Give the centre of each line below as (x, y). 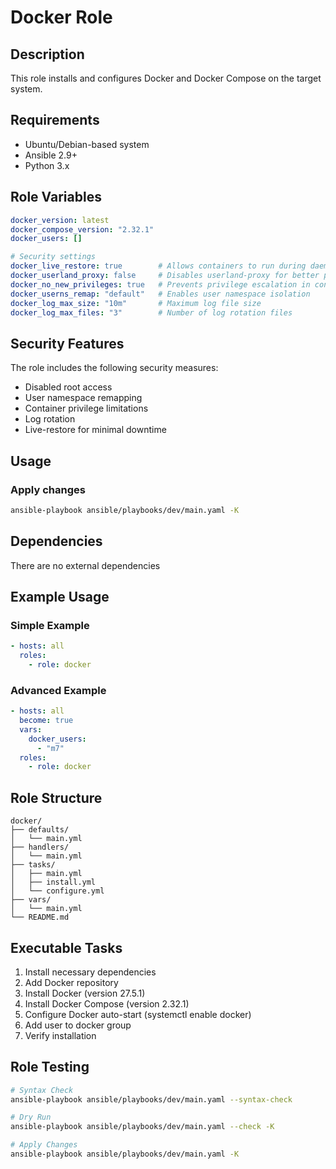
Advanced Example (58, 690)
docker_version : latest (60, 220)
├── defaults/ (40, 830)
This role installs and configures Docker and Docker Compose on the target (166, 78)
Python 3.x (47, 165)
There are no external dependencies (85, 565)
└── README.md (40, 917)
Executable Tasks (66, 947)
